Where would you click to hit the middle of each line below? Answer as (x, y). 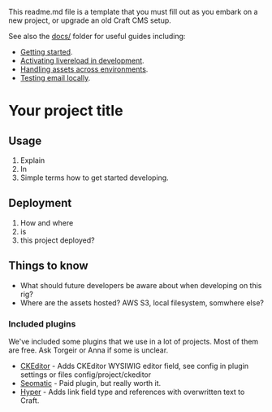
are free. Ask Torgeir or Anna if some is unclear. (89, 350)
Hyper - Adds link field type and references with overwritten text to (132, 392)
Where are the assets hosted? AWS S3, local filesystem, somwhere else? (142, 302)
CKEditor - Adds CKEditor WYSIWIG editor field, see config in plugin (134, 366)
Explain (32, 160)
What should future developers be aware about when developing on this (141, 285)
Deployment (40, 203)
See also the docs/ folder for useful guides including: (97, 36)
